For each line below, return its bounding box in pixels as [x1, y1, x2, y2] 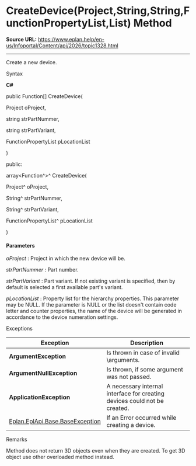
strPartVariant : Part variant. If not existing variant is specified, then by [6, 277, 176, 284]
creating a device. [106, 421, 156, 429]
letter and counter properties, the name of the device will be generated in [6, 308, 183, 315]
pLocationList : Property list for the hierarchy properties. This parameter [6, 295, 180, 302]
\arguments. [106, 356, 140, 364]
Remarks [6, 436, 27, 443]
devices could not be [106, 397, 164, 405]
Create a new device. [6, 58, 57, 65]
